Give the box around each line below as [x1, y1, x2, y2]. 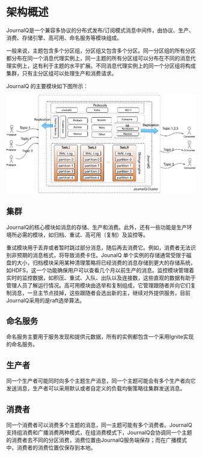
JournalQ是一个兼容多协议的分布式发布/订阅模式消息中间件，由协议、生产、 [6, 27, 194, 34]
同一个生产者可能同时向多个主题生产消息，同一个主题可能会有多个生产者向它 [6, 377, 196, 385]
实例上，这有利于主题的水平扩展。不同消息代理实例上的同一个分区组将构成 [11, 62, 196, 69]
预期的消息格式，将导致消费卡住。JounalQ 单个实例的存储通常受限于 [16, 251, 186, 258]
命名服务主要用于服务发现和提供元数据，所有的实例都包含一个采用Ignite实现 [6, 333, 194, 340]
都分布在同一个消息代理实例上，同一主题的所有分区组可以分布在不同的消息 [6, 54, 191, 62]
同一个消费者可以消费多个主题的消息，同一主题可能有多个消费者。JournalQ [6, 421, 192, 429]
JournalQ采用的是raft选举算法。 [6, 296, 85, 304]
